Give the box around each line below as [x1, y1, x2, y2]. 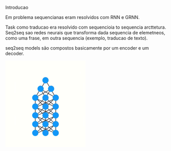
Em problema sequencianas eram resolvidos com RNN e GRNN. [5, 14, 140, 20]
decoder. [5, 51, 25, 56]
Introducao [5, 5, 29, 10]
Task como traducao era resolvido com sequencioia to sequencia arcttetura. [5, 24, 166, 30]
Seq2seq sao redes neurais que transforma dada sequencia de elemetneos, [5, 30, 165, 35]
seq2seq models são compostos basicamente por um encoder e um [5, 45, 149, 51]
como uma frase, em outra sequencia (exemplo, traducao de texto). [5, 35, 148, 41]
